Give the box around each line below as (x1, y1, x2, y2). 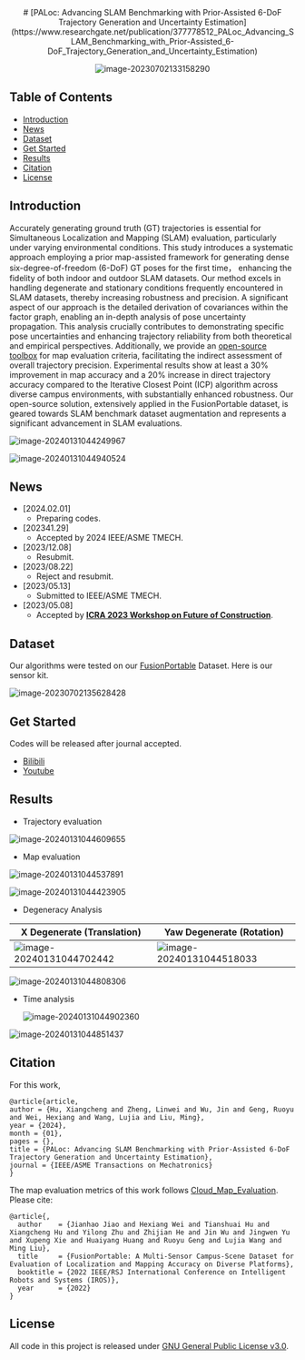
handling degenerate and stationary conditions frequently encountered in (9, 282, 283, 293)
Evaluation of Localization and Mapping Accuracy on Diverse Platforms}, (9, 1259, 295, 1269)
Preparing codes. (35, 513, 102, 524)
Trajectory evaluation (22, 816, 103, 827)
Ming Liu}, (9, 1243, 51, 1253)
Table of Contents (9, 89, 113, 106)
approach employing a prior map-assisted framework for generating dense (9, 251, 290, 262)
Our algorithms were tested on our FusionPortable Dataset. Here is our (9, 660, 273, 671)
